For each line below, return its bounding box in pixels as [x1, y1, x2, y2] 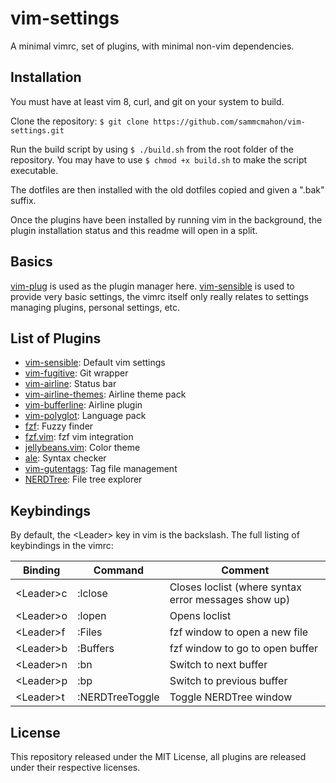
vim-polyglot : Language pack [24, 410, 147, 422]
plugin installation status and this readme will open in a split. [10, 224, 258, 236]
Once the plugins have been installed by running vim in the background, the [10, 213, 323, 226]
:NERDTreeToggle [77, 690, 160, 704]
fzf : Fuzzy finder [24, 420, 94, 432]
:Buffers [77, 642, 115, 656]
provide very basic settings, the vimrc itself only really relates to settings [10, 290, 309, 302]
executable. [10, 164, 59, 176]
